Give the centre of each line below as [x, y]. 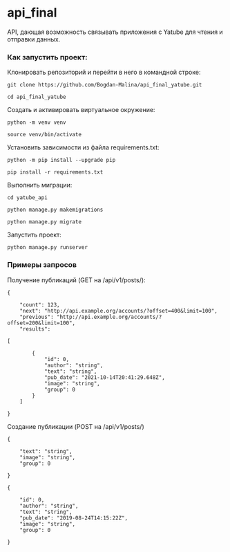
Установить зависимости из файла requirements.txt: [83, 147]
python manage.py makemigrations [55, 210]
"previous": [37, 317]
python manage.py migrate [44, 222]
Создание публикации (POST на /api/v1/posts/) [76, 426]
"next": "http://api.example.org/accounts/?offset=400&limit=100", [118, 311]
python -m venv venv [37, 122]
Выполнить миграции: [40, 185]
